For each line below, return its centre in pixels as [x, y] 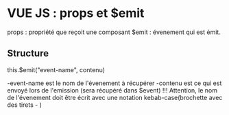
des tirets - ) [25, 105]
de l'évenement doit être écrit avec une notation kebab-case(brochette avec [115, 97]
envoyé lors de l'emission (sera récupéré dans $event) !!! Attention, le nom [112, 90]
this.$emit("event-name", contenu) [56, 69]
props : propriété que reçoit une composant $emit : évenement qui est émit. [114, 32]
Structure [28, 53]
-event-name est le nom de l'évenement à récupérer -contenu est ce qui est [114, 83]
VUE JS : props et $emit [76, 13]
